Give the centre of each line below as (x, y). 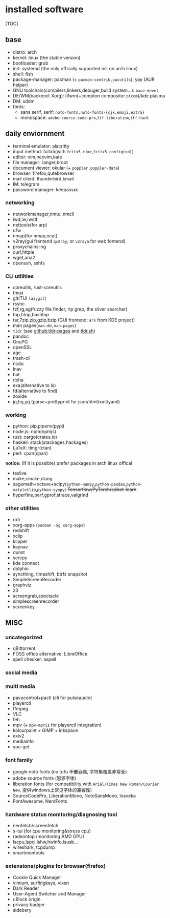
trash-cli (21, 358)
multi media (20, 686)
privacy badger (29, 904)
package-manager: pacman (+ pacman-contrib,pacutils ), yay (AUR (83, 79)
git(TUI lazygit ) (29, 298)
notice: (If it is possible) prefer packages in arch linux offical (69, 463)
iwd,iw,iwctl (25, 219)
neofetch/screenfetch (35, 826)
